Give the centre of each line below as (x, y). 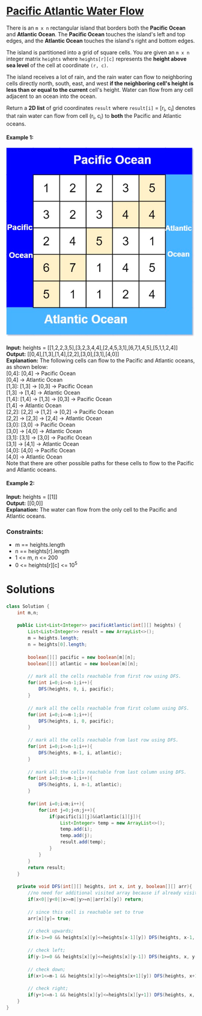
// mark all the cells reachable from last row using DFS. (103, 740)
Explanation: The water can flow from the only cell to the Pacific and (92, 509)
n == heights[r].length (42, 551)
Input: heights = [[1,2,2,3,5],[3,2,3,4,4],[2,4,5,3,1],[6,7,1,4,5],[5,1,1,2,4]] (92, 347)
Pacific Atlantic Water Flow (75, 11)
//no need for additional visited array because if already (105, 893)
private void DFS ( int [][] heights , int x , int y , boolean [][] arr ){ (105, 887)
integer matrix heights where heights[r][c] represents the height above (96, 59)
